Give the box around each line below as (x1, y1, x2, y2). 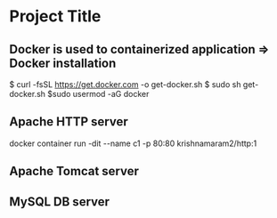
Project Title (9, 6, 102, 27)
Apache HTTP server (9, 114, 128, 130)
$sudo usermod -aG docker (47, 89, 150, 99)
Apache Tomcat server (9, 164, 140, 179)
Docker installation (9, 55, 117, 70)
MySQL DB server (9, 194, 110, 209)
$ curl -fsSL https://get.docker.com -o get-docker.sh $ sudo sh (9, 79, 241, 90)
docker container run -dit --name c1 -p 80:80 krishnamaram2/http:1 (9, 138, 257, 149)
